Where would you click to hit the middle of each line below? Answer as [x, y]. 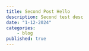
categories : [21, 28]
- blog [25, 33]
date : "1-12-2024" [29, 22]
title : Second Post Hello [38, 11]
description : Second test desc [45, 17]
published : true [26, 39]
